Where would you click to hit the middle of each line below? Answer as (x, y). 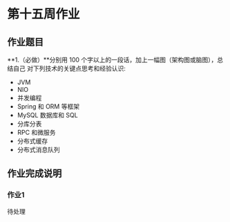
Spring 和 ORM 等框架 (48, 107)
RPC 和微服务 (36, 132)
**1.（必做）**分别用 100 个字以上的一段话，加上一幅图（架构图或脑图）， (112, 60)
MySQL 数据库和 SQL (47, 115)
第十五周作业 (44, 14)
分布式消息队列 (38, 150)
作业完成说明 (35, 174)
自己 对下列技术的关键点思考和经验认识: (69, 68)
